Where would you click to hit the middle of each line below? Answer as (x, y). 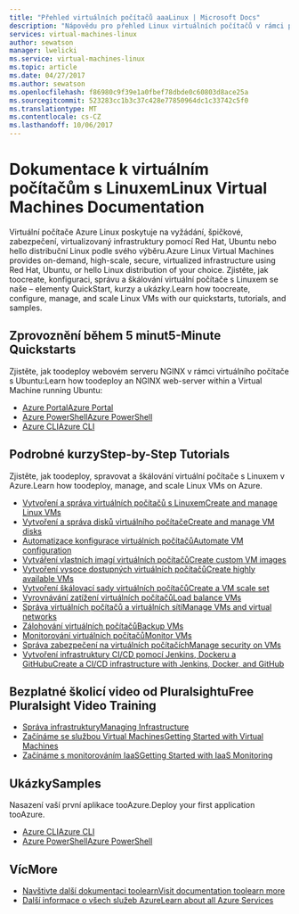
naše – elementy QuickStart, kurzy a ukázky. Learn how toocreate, (130, 288)
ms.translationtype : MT (53, 109)
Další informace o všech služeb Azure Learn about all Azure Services (148, 900)
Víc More (33, 869)
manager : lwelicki (43, 51)
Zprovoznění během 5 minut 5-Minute (115, 336)
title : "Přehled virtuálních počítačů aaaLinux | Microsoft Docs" (135, 17)
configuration (47, 550)
